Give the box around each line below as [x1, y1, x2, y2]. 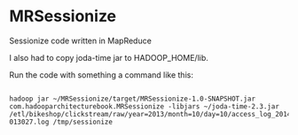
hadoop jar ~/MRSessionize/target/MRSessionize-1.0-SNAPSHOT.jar [9, 94, 255, 103]
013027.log [9, 117, 50, 126]
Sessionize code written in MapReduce [9, 35, 153, 46]
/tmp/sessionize [52, 117, 114, 126]
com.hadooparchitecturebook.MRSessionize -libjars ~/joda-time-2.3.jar [9, 101, 279, 111]
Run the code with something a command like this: [9, 69, 193, 80]
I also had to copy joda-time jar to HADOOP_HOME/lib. [9, 52, 208, 63]
